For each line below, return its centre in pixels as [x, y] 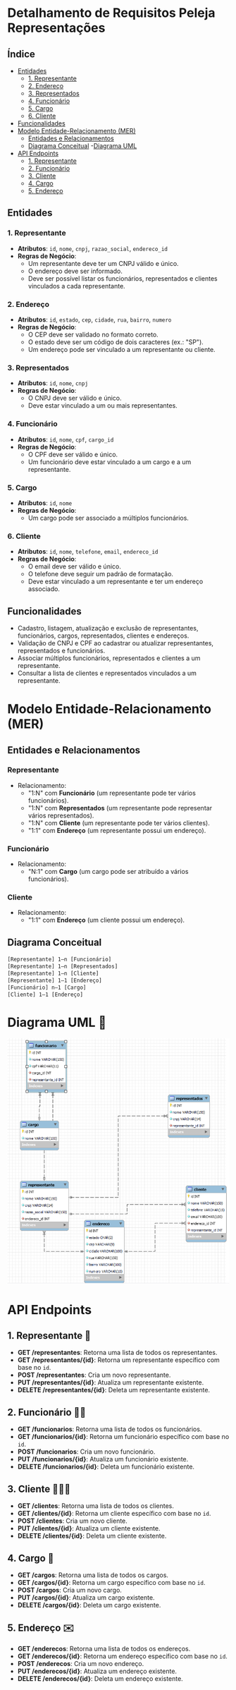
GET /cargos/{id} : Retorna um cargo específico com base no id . [111, 1582]
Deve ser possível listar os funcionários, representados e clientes [123, 278]
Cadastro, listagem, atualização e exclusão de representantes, [108, 628]
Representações [56, 28]
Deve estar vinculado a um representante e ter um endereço [116, 582]
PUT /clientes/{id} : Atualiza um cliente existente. [89, 1528]
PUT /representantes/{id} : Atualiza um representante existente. [111, 1382]
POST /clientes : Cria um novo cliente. [73, 1521]
